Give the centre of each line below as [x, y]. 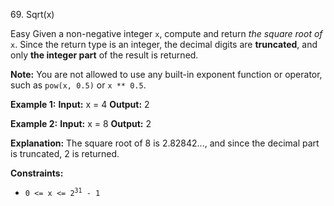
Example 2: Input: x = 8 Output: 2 [81, 123]
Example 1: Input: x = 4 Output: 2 [80, 104]
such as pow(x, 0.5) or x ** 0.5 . [78, 85]
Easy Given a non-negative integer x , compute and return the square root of [166, 33]
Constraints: [37, 173]
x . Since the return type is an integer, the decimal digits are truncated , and [164, 44]
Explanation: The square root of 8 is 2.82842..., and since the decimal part [165, 143]
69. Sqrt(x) [32, 14]
